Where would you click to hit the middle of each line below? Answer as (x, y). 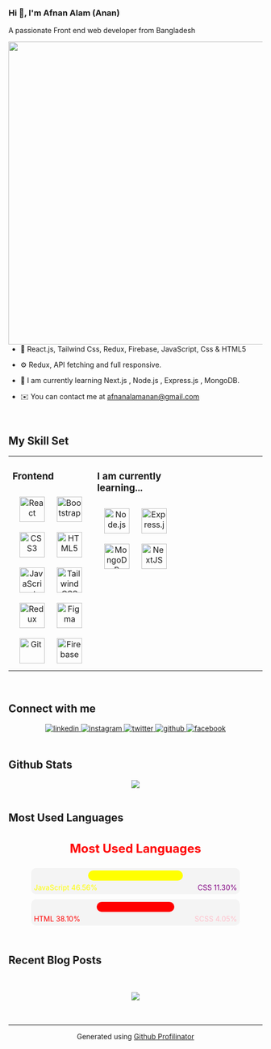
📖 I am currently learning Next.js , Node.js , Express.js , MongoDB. (130, 381)
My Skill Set (39, 441)
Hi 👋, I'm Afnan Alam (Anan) (64, 13)
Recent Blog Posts (55, 961)
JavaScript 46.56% (66, 887)
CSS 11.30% (217, 887)
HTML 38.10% (57, 918)
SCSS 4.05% (216, 918)
